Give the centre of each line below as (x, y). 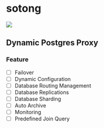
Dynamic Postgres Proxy (52, 43)
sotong (24, 9)
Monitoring (28, 112)
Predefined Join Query (42, 119)
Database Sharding (38, 99)
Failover (24, 72)
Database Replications (42, 92)
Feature (17, 59)
